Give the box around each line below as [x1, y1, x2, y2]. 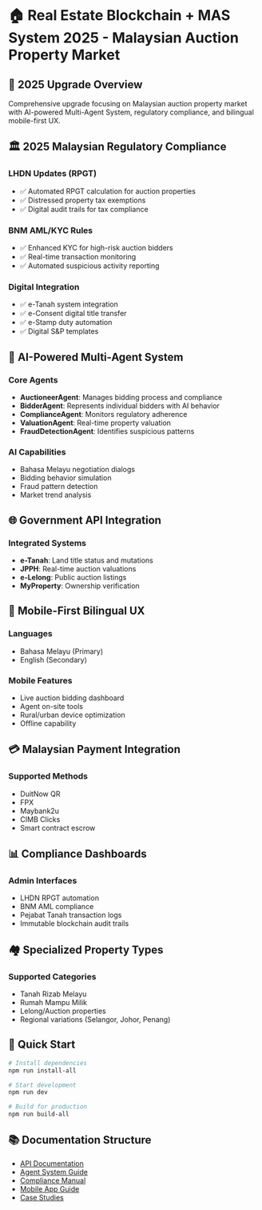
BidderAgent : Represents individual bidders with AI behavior [19, 401, 220, 411]
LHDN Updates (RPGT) [8, 168, 97, 179]
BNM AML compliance [19, 902, 94, 912]
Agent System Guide [19, 1167, 88, 1176]
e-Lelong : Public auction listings [19, 572, 127, 582]
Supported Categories [8, 971, 97, 982]
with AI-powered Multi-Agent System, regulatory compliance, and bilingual [8, 107, 254, 117]
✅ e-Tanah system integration [19, 299, 118, 309]
